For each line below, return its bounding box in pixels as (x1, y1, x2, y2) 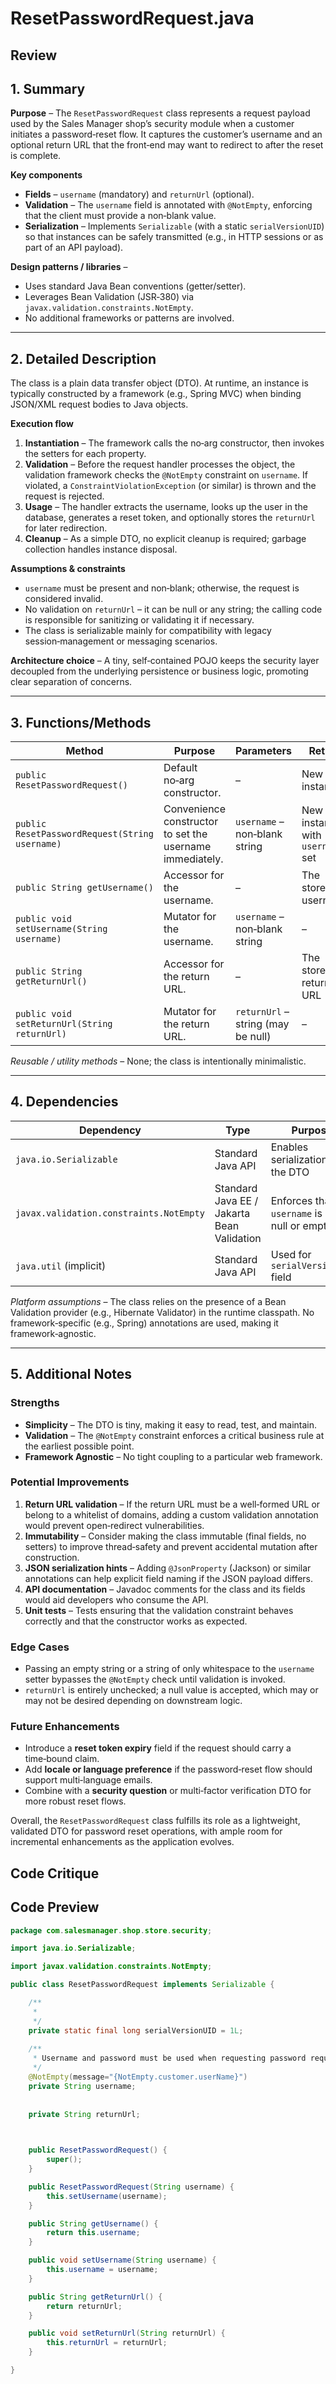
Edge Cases (10, 1640, 70, 1654)
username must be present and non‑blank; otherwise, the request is (24, 582, 300, 594)
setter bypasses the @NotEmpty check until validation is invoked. (24, 1673, 286, 1686)
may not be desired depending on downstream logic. (24, 1695, 243, 1707)
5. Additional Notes (10, 1366, 133, 1383)
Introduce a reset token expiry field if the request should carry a (24, 1742, 292, 1754)
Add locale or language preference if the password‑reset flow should (24, 1763, 313, 1776)
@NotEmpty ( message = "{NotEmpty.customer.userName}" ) (28, 2072, 248, 2082)
